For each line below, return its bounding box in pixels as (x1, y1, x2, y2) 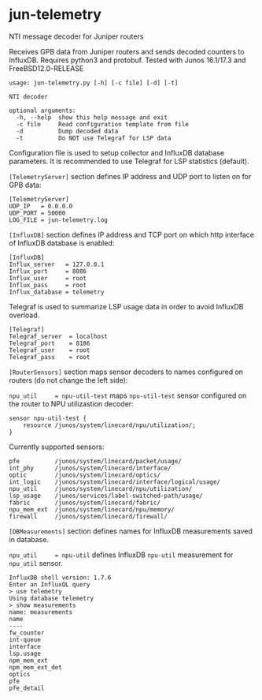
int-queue (9, 635, 42, 644)
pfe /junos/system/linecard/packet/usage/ (9, 457, 182, 465)
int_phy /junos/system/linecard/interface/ (9, 464, 172, 472)
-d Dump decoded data (16, 127, 119, 135)
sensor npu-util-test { (9, 414, 87, 422)
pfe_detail (9, 684, 45, 692)
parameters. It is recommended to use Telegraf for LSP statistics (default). (9, 156, 250, 166)
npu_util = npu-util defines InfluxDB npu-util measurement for (9, 550, 234, 560)
